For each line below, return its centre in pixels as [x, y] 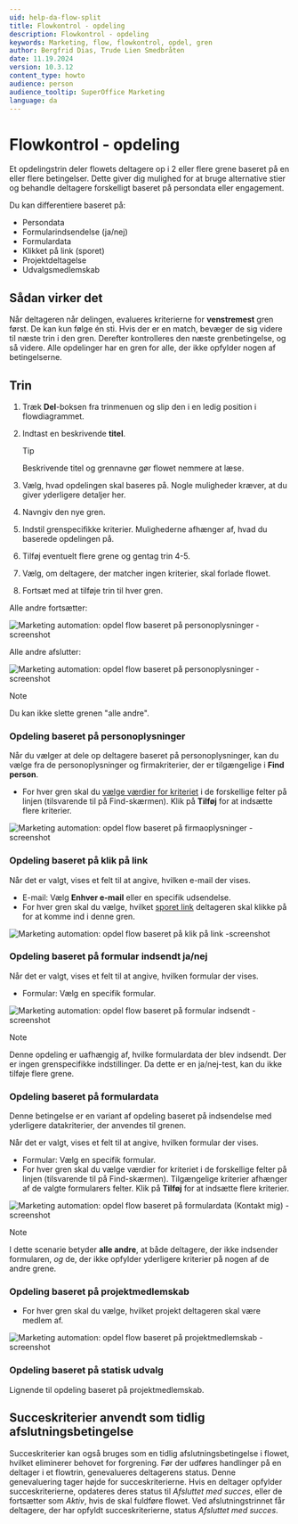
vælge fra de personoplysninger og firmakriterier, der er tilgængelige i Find [147, 765]
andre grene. [33, 1269]
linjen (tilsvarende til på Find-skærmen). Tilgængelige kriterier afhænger [154, 1179]
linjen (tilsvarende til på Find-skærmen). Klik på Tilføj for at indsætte [147, 801]
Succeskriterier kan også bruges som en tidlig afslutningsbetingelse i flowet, [149, 1453]
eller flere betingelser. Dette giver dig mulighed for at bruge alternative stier [148, 178]
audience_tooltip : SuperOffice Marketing [87, 92]
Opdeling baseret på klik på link [79, 861]
